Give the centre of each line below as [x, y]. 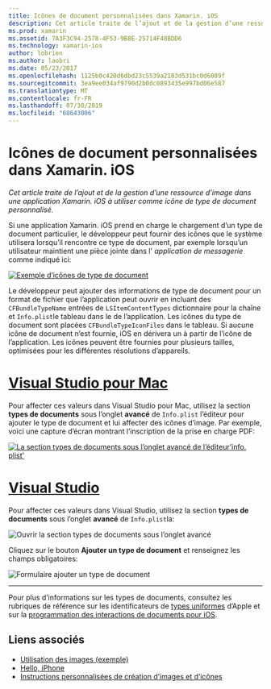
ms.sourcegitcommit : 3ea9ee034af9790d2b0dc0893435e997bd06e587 [117, 83]
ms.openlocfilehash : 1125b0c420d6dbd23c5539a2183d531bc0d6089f [117, 76]
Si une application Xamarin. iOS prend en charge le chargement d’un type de [135, 225]
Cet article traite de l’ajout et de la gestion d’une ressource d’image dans [130, 192]
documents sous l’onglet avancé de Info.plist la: [92, 519]
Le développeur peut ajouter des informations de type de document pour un [135, 290]
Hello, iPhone [42, 668]
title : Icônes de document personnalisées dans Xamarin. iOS [113, 16]
